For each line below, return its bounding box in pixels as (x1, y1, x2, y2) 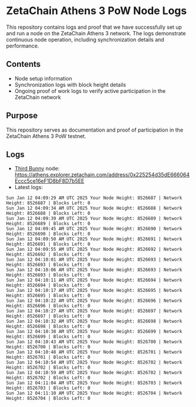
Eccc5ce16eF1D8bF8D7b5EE (14, 177, 85, 184)
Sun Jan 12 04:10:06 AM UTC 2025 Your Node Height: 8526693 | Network (6, 267, 183, 273)
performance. (6, 42, 39, 49)
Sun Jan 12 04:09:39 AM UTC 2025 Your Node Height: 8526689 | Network (6, 216, 183, 221)
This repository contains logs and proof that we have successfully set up (6, 23, 182, 31)
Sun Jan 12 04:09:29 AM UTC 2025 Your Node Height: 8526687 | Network (6, 195, 183, 201)
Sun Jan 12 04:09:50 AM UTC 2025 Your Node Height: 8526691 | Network (6, 236, 183, 242)
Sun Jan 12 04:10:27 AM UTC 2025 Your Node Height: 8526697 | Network (6, 308, 183, 314)
